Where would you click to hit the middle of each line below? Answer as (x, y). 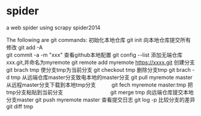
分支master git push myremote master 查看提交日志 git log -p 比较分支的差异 (101, 99)
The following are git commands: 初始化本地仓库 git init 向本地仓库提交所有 (98, 39)
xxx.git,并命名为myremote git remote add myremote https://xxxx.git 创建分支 (100, 62)
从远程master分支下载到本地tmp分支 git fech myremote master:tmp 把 (100, 84)
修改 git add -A (25, 47)
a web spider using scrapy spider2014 (53, 28)
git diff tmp (20, 106)
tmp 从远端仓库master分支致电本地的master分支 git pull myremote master (102, 77)
